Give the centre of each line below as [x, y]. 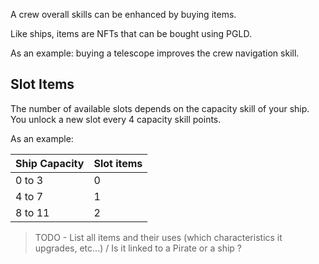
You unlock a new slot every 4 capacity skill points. [116, 119]
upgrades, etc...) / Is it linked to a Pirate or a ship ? [138, 248]
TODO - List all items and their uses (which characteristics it [158, 237]
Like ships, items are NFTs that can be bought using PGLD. [131, 33]
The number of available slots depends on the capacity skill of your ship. [160, 108]
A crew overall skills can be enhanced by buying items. [123, 14]
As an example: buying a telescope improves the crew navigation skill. [155, 53]
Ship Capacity [50, 163]
